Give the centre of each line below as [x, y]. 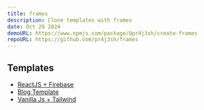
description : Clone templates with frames [70, 20]
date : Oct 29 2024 [34, 26]
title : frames [28, 14]
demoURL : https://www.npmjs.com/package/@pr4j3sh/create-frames [102, 33]
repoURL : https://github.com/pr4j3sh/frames [73, 40]
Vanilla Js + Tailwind [47, 99]
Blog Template [38, 92]
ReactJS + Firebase [46, 84]
